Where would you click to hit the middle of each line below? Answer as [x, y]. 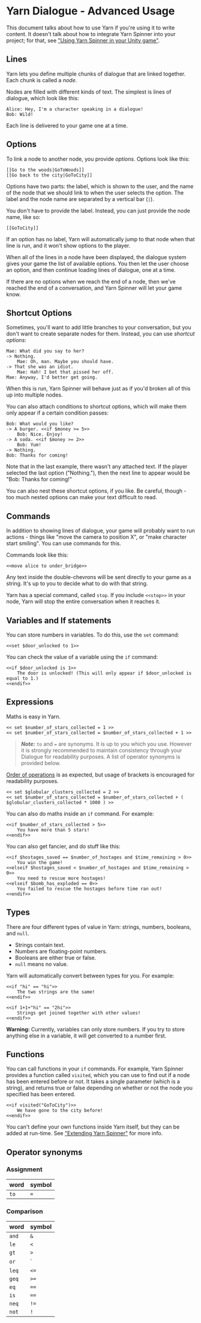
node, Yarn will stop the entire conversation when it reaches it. [83, 602]
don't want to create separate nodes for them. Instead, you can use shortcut [100, 334]
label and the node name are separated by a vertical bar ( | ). [80, 199]
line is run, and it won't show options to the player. [68, 245]
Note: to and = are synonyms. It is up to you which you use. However [106, 744]
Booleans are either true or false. [55, 958]
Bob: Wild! [20, 114]
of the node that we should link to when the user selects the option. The [95, 193]
